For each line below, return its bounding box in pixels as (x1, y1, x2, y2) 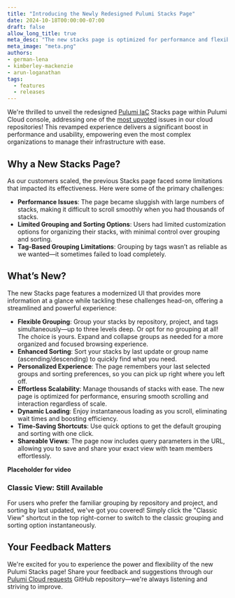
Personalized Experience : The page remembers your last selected (17, 362, 211, 371)
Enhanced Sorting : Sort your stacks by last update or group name (17, 347, 208, 355)
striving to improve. (7, 582, 63, 590)
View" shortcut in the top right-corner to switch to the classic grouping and (7, 514, 224, 522)
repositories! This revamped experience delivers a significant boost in (7, 123, 208, 131)
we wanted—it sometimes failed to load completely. (17, 250, 166, 258)
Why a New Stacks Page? (7, 158, 121, 170)
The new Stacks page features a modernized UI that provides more (7, 288, 201, 297)
